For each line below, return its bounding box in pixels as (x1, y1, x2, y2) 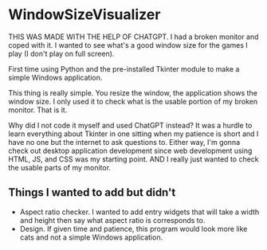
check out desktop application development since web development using (8, 146, 253, 155)
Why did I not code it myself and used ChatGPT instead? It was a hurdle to (8, 120, 253, 130)
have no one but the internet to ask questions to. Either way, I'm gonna (8, 137, 241, 146)
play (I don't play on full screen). (8, 49, 115, 58)
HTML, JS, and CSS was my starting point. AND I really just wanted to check (8, 154, 259, 164)
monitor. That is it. (8, 105, 68, 115)
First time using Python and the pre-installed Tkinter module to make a (8, 64, 240, 73)
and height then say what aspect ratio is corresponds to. (19, 215, 206, 225)
